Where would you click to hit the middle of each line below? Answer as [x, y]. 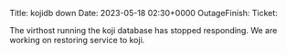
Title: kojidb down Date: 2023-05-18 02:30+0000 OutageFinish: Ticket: [144, 13]
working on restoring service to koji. [77, 40]
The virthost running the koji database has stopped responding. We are [143, 30]
